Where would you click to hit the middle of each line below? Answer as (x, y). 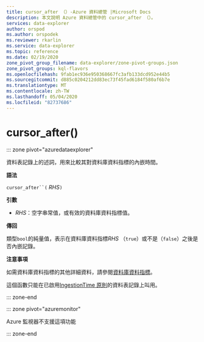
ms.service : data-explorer (40, 46)
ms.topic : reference (33, 52)
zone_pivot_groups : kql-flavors (47, 68)
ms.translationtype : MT (37, 86)
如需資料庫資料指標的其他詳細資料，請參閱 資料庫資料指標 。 (81, 272)
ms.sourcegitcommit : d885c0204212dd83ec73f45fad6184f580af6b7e (88, 80)
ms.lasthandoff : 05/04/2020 (42, 97)
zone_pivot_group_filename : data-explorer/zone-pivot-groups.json (92, 63)
